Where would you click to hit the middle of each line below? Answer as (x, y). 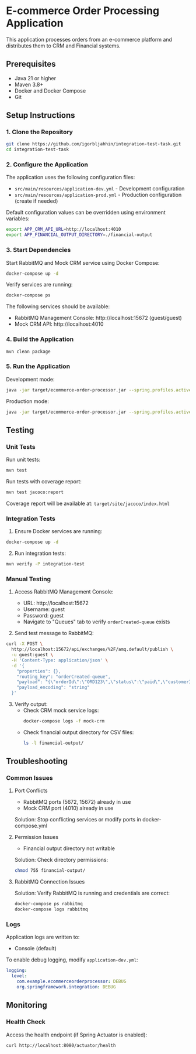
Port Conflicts (31, 791)
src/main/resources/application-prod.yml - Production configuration (98, 195)
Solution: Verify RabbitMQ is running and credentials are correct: (92, 893)
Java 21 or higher (35, 78)
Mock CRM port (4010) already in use (68, 808)
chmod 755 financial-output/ (50, 871)
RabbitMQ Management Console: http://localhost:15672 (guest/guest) (98, 318)
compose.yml (31, 826)
